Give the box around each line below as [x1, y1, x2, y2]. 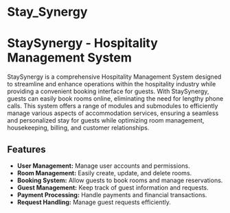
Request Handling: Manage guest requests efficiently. [16, 198, 172, 206]
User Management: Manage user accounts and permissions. [16, 162, 190, 170]
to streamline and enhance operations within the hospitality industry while [7, 80, 216, 88]
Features [7, 143, 46, 155]
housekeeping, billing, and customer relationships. [7, 124, 150, 132]
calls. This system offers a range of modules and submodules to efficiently [7, 102, 218, 110]
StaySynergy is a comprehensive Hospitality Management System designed [7, 73, 222, 81]
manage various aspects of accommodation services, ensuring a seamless [7, 109, 219, 117]
